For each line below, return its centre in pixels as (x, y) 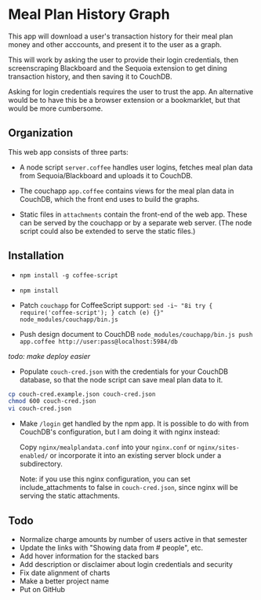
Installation (36, 256)
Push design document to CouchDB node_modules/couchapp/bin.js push (136, 334)
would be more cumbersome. (56, 108)
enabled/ (34, 456)
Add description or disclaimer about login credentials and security (126, 564)
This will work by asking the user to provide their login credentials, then (123, 60)
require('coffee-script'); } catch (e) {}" (92, 313)
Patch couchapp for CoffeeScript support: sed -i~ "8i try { (116, 305)
